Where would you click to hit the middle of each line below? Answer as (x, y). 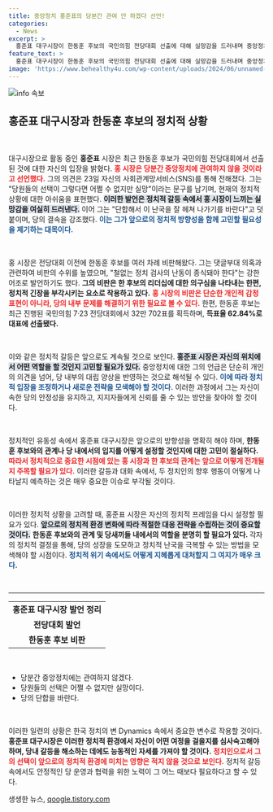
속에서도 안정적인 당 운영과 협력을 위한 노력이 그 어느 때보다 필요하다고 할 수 (129, 771)
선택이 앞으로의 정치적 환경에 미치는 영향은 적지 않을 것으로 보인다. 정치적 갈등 (139, 761)
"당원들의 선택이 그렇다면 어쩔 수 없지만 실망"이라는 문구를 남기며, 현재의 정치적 (134, 189)
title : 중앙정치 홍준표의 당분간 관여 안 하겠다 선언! (87, 16)
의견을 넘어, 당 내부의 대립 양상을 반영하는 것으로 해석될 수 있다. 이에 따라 (132, 377)
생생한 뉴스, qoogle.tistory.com (59, 799)
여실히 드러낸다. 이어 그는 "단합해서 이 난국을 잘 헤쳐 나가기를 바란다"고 (142, 209)
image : (19, 69)
